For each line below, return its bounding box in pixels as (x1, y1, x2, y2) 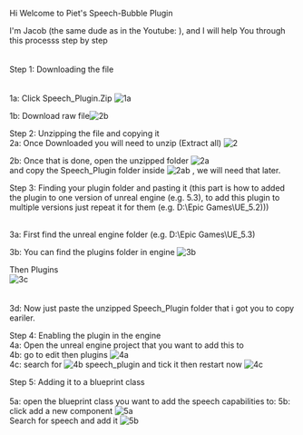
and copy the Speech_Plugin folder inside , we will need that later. (9, 165, 281, 175)
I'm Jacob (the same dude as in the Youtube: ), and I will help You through (9, 25, 286, 35)
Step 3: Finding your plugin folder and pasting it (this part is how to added (9, 183, 286, 193)
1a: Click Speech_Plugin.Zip (9, 93, 112, 104)
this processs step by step (9, 35, 109, 45)
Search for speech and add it (9, 415, 118, 426)
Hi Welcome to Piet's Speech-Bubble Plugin (9, 8, 174, 18)
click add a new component (9, 406, 113, 416)
